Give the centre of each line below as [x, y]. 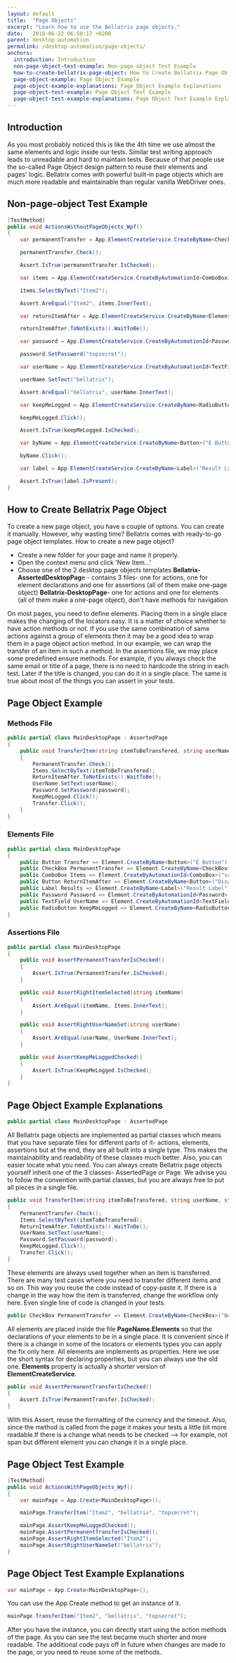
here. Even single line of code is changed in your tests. [87, 1303]
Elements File [31, 834]
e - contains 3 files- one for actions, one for [145, 577]
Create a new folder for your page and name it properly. [98, 555]
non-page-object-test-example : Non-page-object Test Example [105, 66]
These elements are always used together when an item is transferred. [110, 1272]
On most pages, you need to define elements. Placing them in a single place [117, 614]
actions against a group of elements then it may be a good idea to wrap [111, 636]
